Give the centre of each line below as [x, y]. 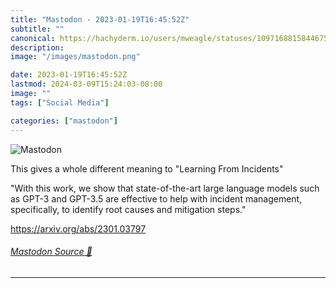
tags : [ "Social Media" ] [60, 102]
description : [37, 47]
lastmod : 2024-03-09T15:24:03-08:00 [86, 84]
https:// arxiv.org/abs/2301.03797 [78, 228]
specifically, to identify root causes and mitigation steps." [128, 209]
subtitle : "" [37, 29]
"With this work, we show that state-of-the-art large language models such [165, 188]
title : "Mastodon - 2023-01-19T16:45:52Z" [100, 19]
